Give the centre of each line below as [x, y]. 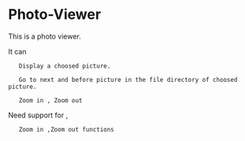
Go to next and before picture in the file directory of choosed [128, 80]
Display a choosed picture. [65, 66]
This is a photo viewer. [45, 36]
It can [17, 51]
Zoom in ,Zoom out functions [66, 129]
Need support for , [38, 115]
